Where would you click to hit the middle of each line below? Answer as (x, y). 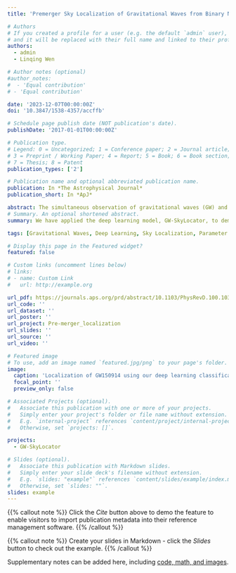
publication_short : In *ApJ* (50, 195)
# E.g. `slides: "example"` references (69, 479)
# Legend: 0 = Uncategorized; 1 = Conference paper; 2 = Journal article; (119, 149)
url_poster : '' (29, 317)
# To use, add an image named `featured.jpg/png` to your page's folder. (118, 363)
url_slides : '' (29, 330)
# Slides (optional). (39, 460)
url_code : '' (26, 304)
